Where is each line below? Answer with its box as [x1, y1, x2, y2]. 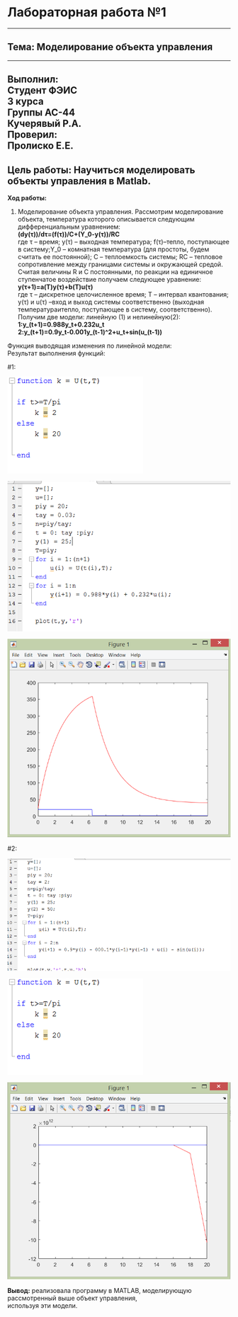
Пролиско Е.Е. [7, 139, 74, 152]
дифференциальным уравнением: [17, 222, 120, 231]
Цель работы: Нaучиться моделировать [7, 164, 195, 176]
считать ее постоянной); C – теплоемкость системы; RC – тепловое [17, 252, 223, 261]
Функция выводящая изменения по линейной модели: [7, 341, 172, 350]
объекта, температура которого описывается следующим [17, 215, 195, 223]
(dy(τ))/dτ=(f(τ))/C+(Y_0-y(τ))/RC [17, 229, 120, 238]
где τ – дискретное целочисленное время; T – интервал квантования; [17, 290, 229, 298]
